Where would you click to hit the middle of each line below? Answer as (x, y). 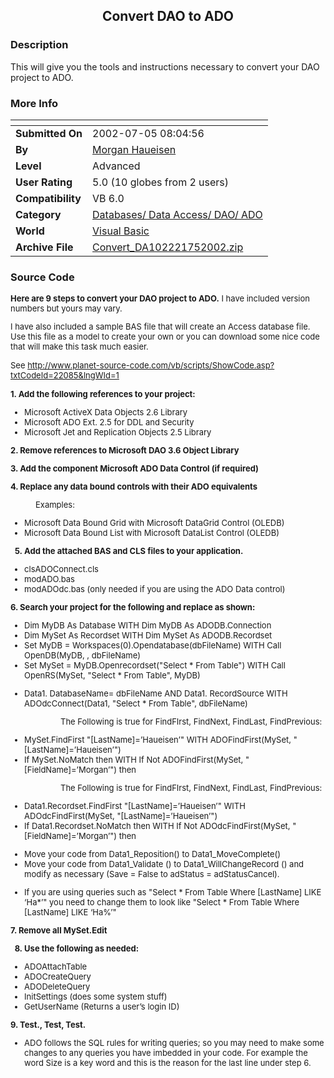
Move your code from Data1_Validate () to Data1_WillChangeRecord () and (164, 864)
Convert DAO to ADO (168, 16)
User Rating (44, 182)
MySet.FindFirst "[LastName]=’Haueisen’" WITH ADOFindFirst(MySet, (158, 740)
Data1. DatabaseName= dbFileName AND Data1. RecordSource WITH (156, 693)
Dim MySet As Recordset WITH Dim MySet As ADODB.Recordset (148, 635)
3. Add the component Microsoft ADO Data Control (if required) (134, 468)
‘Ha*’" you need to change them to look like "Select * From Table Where (162, 902)
